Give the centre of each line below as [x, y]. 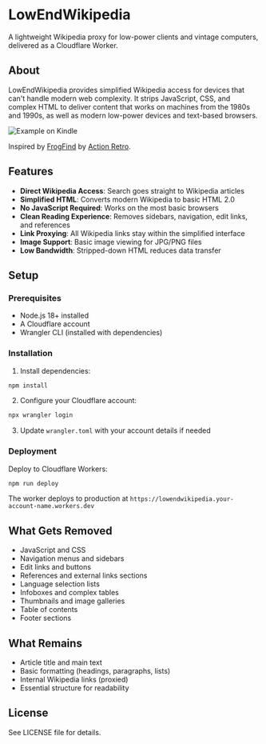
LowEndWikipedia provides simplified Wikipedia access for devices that [127, 90]
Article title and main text [61, 662]
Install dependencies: [55, 370]
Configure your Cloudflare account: [78, 401]
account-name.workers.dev [51, 506]
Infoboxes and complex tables [69, 593]
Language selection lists [60, 584]
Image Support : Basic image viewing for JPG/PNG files [111, 242]
